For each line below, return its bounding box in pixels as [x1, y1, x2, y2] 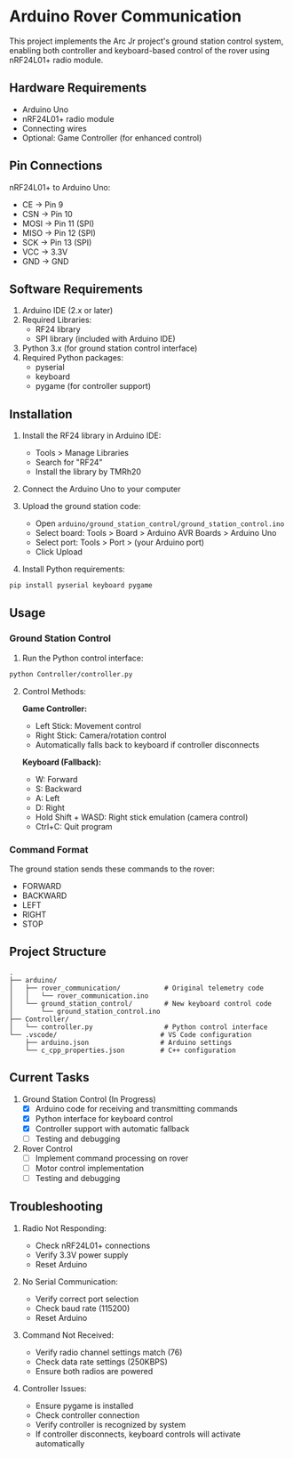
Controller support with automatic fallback [35, 1123, 190, 1134]
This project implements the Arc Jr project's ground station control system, [9, 36, 284, 46]
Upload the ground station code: [21, 501, 141, 512]
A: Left [35, 792, 60, 803]
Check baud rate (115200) [35, 1302, 131, 1314]
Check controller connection [35, 1409, 140, 1421]
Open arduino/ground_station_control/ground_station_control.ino [35, 518, 285, 529]
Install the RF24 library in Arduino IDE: [21, 430, 162, 441]
